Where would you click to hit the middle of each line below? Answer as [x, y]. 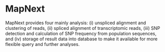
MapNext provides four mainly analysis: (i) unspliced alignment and [76, 23]
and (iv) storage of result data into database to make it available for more [81, 39]
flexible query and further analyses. [42, 44]
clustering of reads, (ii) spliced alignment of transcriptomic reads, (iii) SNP [83, 28]
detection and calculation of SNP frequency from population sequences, [81, 33]
